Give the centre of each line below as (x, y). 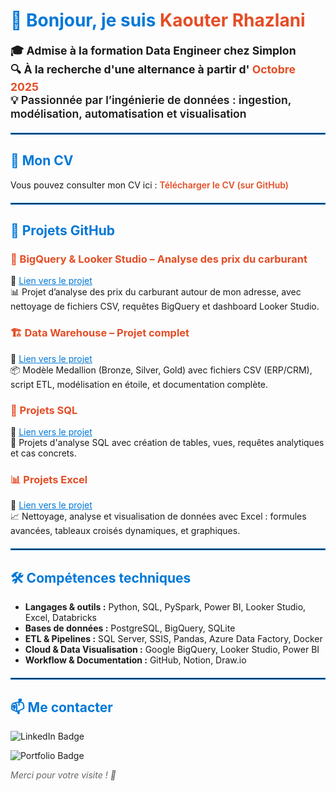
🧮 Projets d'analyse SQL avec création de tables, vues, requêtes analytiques (167, 443)
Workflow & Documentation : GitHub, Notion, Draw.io (135, 660)
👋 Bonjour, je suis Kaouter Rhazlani (158, 20)
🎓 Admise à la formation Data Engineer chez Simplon (153, 50)
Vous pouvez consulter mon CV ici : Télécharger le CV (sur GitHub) (150, 185)
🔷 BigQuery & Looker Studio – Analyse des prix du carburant (159, 259)
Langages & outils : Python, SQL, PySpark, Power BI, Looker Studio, (165, 607)
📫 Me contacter (61, 707)
